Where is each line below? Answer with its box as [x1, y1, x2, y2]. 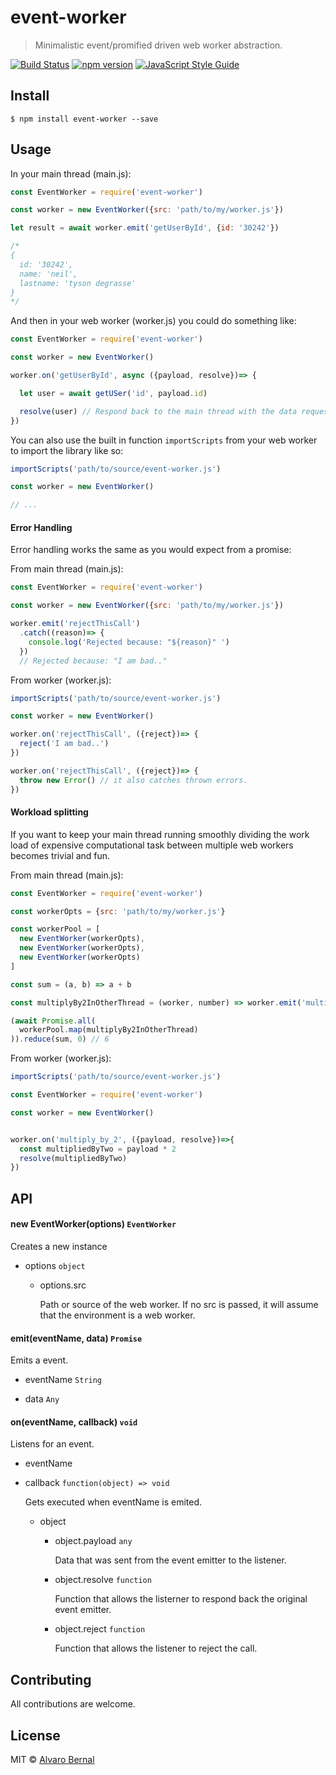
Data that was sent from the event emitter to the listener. [54, 1554, 287, 1566]
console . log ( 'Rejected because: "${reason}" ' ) [28, 637, 230, 647]
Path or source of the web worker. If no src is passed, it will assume [39, 1298, 319, 1310]
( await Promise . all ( [10, 1016, 97, 1026]
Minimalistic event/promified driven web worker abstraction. [34, 39, 283, 51]
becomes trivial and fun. [10, 849, 111, 861]
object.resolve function [54, 1574, 152, 1586]
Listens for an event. [10, 1438, 95, 1450]
